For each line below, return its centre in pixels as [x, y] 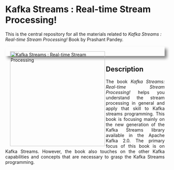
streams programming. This [135, 114]
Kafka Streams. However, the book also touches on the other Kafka [85, 151]
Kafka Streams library [135, 130]
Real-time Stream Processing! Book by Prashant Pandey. [64, 39]
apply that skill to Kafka [135, 108]
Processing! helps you [135, 92]
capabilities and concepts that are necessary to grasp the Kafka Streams [85, 157]
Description [125, 69]
